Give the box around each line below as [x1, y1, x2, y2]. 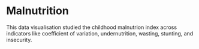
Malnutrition [6, 4, 69, 18]
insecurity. [6, 36, 32, 43]
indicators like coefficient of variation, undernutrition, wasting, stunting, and [6, 30, 194, 37]
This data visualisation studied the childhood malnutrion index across [6, 24, 177, 31]
